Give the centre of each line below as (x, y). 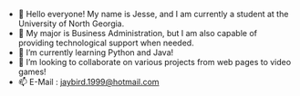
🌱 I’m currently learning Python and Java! (96, 53)
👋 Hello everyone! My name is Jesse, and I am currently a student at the (153, 14)
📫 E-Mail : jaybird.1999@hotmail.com (88, 82)
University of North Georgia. (71, 24)
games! (32, 72)
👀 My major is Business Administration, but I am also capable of (138, 33)
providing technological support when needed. (106, 43)
